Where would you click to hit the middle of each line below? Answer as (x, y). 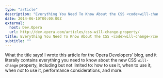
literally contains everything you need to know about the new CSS (71, 60)
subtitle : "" (18, 41)
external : (15, 23)
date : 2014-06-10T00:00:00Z (33, 18)
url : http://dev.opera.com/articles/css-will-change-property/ (74, 32)
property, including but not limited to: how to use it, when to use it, (85, 65)
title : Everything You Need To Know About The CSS (57, 37)
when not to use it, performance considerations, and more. (64, 70)
